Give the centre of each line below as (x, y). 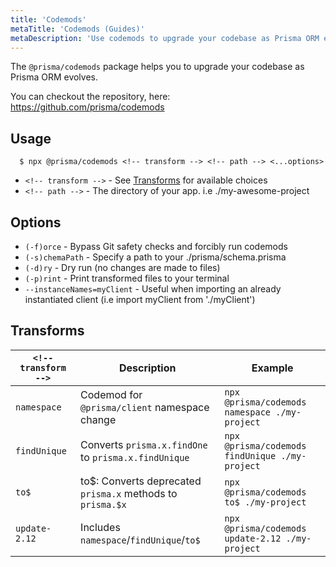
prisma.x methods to (129, 493)
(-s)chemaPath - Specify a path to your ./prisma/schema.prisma (155, 257)
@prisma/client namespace (145, 407)
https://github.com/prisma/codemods (87, 107)
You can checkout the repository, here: (90, 97)
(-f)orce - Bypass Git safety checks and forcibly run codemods (156, 246)
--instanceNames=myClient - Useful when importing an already (153, 289)
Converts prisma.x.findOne (144, 444)
